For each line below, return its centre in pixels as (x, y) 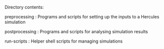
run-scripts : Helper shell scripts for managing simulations (64, 41)
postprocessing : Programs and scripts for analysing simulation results (76, 31)
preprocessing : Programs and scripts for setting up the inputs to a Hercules (82, 17)
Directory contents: (24, 7)
